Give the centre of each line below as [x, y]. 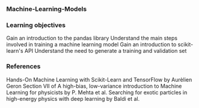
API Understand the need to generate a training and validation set [106, 51]
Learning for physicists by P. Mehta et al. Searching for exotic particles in [97, 92]
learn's [15, 51]
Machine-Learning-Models [47, 9]
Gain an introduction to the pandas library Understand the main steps [92, 38]
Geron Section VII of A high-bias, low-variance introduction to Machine [94, 86]
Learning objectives [36, 25]
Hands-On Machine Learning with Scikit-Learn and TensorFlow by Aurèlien [99, 79]
